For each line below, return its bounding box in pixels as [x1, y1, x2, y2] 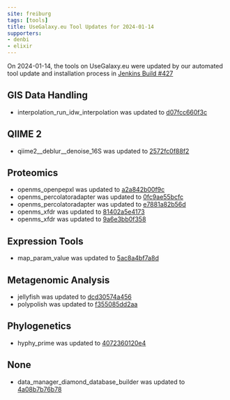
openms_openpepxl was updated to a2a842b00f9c [17, 186, 165, 194]
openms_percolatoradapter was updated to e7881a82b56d [17, 200, 186, 209]
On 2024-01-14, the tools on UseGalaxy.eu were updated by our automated [7, 62, 223, 70]
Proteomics [7, 167, 59, 179]
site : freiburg [7, 10, 52, 17]
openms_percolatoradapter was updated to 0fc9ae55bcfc [17, 193, 183, 201]
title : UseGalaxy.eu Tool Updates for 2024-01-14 [7, 23, 155, 30]
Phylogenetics [7, 320, 72, 332]
